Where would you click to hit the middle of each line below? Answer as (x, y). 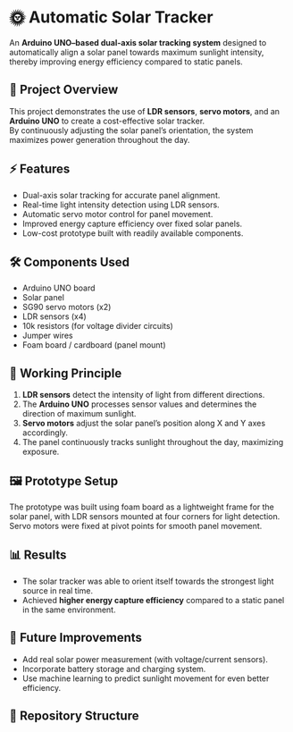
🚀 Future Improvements (76, 638)
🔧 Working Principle (66, 373)
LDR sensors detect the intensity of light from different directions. (143, 395)
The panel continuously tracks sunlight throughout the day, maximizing (153, 442)
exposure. (41, 452)
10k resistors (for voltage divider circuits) (98, 326)
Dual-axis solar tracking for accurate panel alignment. (121, 195)
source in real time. (58, 590)
